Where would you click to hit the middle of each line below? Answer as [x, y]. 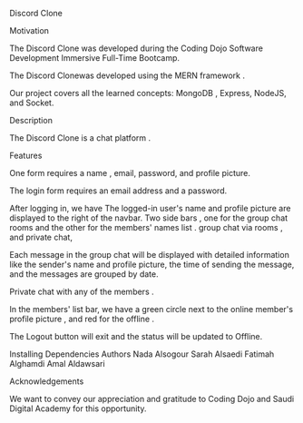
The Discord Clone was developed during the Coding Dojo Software [136, 48]
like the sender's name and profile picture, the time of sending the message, [152, 264]
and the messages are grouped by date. [84, 274]
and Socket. [32, 103]
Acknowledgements [47, 381]
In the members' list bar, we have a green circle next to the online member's [151, 309]
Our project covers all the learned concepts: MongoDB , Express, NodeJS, [148, 93]
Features [26, 155]
